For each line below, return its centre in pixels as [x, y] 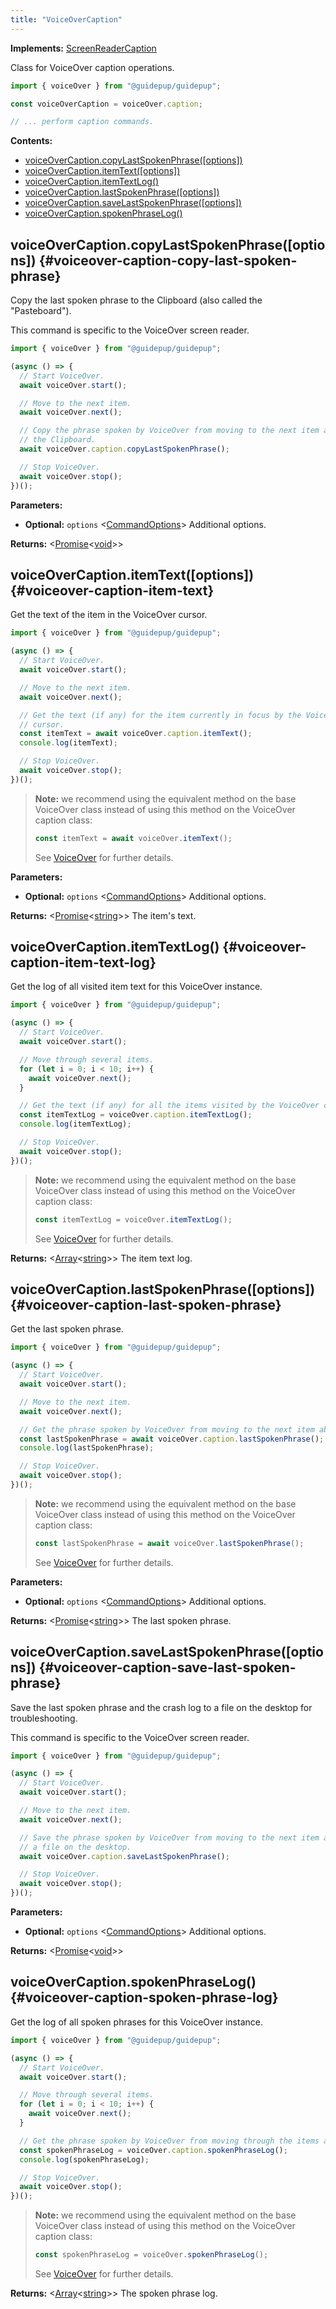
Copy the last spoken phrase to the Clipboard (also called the [136, 300]
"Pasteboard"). [41, 311]
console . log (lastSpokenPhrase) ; [87, 1448]
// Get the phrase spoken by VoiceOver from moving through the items [169, 2141]
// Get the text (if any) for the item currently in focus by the [160, 715]
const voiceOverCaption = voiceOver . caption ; [106, 104]
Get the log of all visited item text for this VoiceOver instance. [136, 987]
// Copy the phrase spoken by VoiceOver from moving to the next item [169, 431]
